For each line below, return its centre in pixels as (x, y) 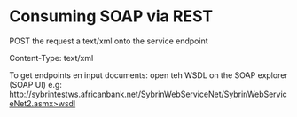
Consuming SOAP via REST (111, 16)
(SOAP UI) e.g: (35, 84)
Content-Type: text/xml (51, 58)
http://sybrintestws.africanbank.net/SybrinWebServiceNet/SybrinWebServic (148, 94)
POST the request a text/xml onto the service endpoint (109, 41)
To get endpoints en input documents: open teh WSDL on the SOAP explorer (148, 75)
